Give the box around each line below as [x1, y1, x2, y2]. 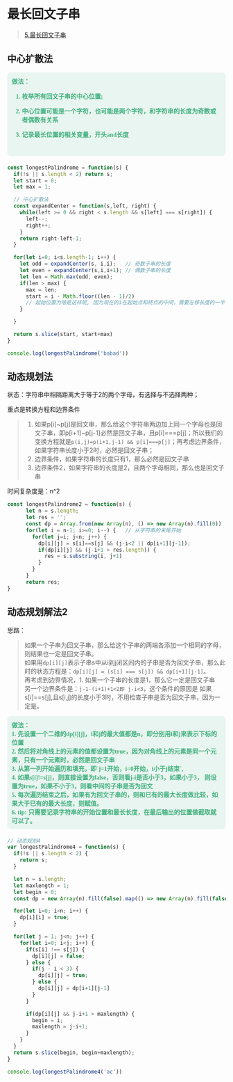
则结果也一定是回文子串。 [24, 649, 98, 658]
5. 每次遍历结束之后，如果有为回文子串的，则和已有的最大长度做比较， [11, 791, 212, 799]
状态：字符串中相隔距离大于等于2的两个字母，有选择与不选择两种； [7, 390, 200, 399]
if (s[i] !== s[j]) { [25, 946, 85, 953]
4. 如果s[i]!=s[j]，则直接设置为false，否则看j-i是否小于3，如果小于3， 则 [11, 774, 211, 781]
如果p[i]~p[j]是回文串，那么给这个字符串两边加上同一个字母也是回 [34, 420, 223, 429]
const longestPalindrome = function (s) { [7, 164, 129, 171]
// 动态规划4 [7, 837, 41, 844]
